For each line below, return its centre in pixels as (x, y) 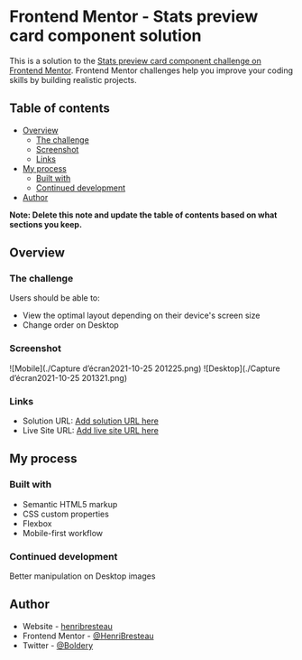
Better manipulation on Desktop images (82, 576)
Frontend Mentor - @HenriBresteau (88, 636)
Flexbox (37, 523)
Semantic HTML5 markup (70, 504)
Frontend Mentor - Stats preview (134, 17)
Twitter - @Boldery (58, 645)
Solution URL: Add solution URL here (91, 421)
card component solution (105, 36)
